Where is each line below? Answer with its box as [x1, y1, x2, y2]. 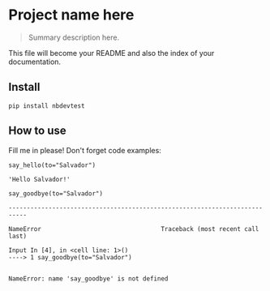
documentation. [8, 57, 62, 66]
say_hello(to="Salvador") [8, 160, 96, 169]
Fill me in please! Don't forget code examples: [8, 145, 162, 155]
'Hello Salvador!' [8, 175, 71, 183]
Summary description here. [28, 32, 120, 42]
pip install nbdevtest [8, 101, 85, 110]
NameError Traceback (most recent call [8, 225, 259, 233]
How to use [8, 124, 66, 138]
